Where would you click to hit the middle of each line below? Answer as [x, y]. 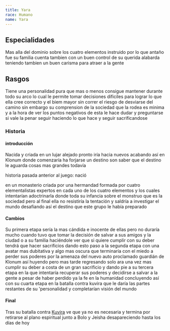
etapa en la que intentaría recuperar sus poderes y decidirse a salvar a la [82, 273]
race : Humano [19, 15]
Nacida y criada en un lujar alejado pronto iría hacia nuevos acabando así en [85, 155]
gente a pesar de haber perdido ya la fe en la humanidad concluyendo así [82, 278]
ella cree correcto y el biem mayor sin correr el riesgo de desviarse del [79, 102]
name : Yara [17, 19]
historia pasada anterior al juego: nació [46, 175]
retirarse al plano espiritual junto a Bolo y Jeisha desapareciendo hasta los [83, 317]
